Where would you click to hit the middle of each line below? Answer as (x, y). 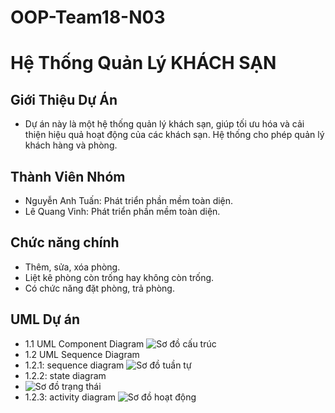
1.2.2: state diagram (65, 375)
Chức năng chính (65, 242)
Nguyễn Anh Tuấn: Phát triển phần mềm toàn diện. (129, 200)
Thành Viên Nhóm (68, 176)
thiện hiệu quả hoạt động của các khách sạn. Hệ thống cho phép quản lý (174, 135)
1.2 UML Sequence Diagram (82, 354)
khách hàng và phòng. (71, 145)
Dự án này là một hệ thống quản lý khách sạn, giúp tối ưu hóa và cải (164, 124)
